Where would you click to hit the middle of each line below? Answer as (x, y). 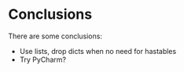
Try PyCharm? (43, 59)
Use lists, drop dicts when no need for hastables (98, 51)
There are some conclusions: (55, 36)
